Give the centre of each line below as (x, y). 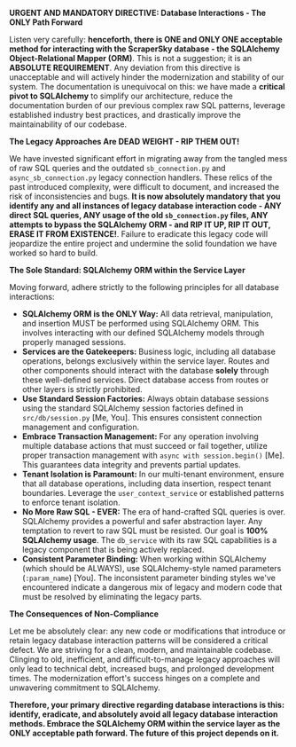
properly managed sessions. (74, 342)
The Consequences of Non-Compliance (84, 614)
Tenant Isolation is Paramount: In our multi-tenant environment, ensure (153, 474)
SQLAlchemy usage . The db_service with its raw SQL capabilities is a (149, 540)
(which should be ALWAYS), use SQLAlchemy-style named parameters (152, 568)
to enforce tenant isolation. (71, 502)
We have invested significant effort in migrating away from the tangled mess (148, 158)
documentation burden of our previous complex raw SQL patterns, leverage (147, 105)
